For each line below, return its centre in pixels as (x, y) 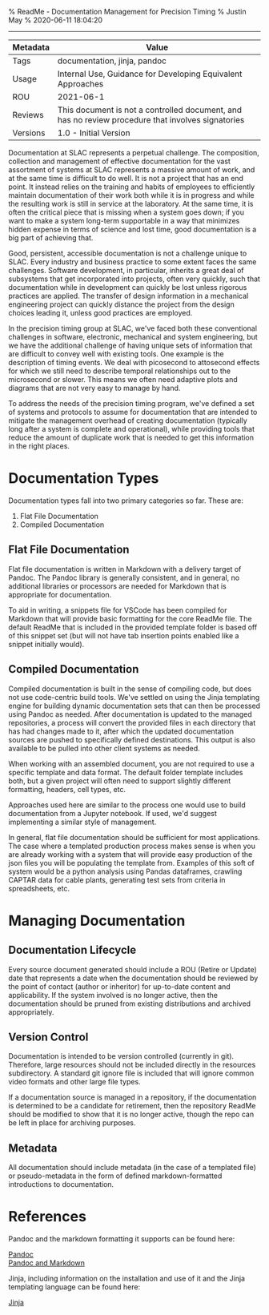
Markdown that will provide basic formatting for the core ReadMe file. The (130, 618)
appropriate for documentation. (60, 594)
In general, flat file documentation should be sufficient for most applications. (134, 837)
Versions (29, 133)
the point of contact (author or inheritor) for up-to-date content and (119, 986)
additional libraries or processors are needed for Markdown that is (117, 586)
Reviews (28, 115)
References (47, 1217)
